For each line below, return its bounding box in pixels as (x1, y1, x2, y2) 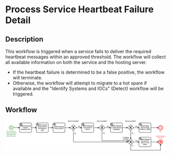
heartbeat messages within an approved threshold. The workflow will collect (5, 54, 166, 60)
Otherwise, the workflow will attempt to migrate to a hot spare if (12, 80, 147, 86)
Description (5, 35, 43, 43)
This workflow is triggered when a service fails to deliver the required (5, 49, 152, 54)
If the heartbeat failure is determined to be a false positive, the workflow (12, 69, 165, 75)
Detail (5, 14, 31, 26)
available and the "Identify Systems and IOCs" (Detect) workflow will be (12, 85, 164, 92)
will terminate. (12, 75, 42, 80)
